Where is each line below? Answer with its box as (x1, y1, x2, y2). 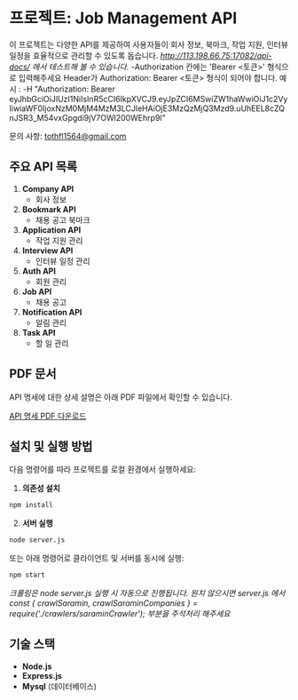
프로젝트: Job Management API (9, 8, 238, 28)
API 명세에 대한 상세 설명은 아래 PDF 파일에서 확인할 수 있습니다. (9, 392, 233, 402)
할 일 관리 (35, 338, 69, 348)
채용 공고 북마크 (35, 214, 90, 225)
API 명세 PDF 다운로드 (9, 410, 87, 421)
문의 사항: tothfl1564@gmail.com (9, 131, 127, 141)
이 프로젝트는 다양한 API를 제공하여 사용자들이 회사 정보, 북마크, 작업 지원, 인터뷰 (9, 39, 288, 50)
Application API (21, 224, 82, 235)
